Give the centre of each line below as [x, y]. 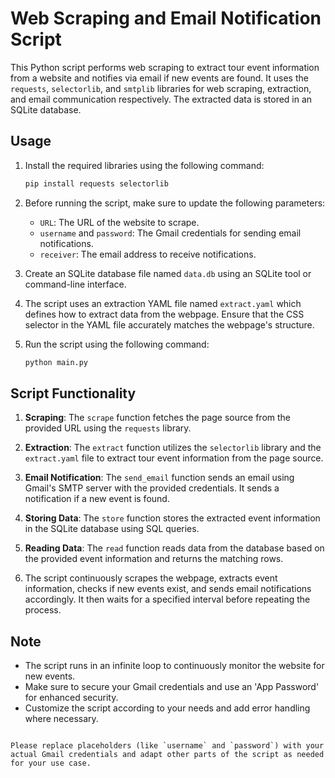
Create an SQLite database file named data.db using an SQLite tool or [168, 273]
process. [43, 610]
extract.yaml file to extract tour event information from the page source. [174, 458]
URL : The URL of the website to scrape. [119, 222]
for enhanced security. [71, 698]
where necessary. [61, 719]
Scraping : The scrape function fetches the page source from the [158, 418]
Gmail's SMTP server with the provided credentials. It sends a [152, 488]
